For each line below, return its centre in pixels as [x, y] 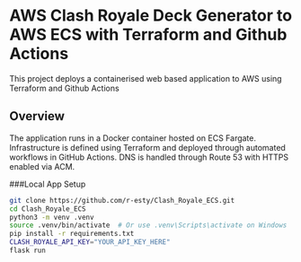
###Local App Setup [48, 184]
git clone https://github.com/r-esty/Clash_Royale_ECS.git [122, 200]
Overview [37, 116]
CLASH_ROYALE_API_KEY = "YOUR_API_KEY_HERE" [90, 242]
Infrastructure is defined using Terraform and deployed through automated [147, 147]
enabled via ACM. [42, 166]
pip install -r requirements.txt [72, 234]
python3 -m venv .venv [52, 217]
